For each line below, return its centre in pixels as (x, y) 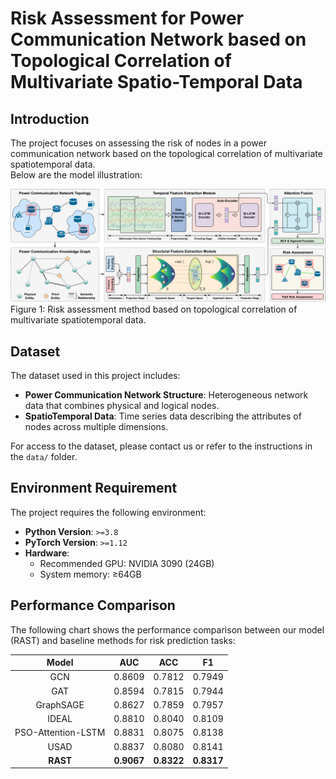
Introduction (50, 118)
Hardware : (47, 553)
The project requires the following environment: (108, 512)
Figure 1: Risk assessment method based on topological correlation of (154, 309)
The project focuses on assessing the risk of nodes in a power (138, 143)
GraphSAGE (60, 704)
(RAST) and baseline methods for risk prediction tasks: (123, 640)
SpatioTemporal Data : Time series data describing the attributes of (163, 416)
